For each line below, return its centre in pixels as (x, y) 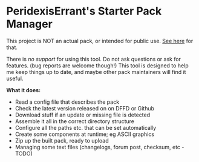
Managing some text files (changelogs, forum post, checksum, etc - (99, 147)
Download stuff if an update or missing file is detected (82, 115)
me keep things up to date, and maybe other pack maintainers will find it (96, 72)
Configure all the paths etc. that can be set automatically (86, 127)
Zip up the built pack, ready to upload (62, 140)
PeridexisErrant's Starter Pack (84, 11)
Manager (29, 24)
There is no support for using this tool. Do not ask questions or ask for (94, 59)
